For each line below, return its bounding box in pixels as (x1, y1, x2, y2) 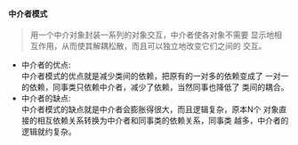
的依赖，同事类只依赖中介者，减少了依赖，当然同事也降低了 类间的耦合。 (20, 82, 289, 93)
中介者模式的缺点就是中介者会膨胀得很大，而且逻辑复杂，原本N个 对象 (20, 104, 279, 115)
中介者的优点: (20, 60, 71, 70)
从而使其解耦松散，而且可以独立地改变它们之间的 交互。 (60, 41, 267, 52)
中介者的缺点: (20, 93, 71, 104)
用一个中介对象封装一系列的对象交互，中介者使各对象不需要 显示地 (29, 29, 275, 40)
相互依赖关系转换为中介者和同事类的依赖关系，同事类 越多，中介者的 (36, 116, 289, 126)
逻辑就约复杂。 (20, 126, 77, 137)
